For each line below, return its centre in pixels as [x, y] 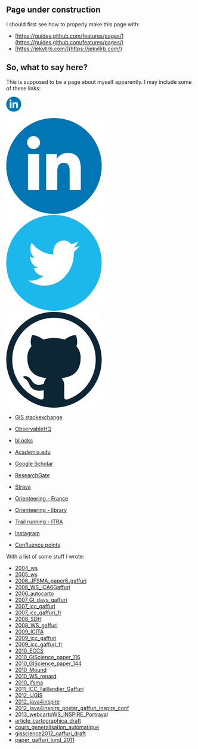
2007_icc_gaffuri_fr [38, 612]
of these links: [24, 88]
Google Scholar [34, 463]
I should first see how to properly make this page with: [73, 24]
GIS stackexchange [38, 417]
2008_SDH [28, 618]
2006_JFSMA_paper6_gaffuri [51, 581]
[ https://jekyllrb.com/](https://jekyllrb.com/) [68, 48]
